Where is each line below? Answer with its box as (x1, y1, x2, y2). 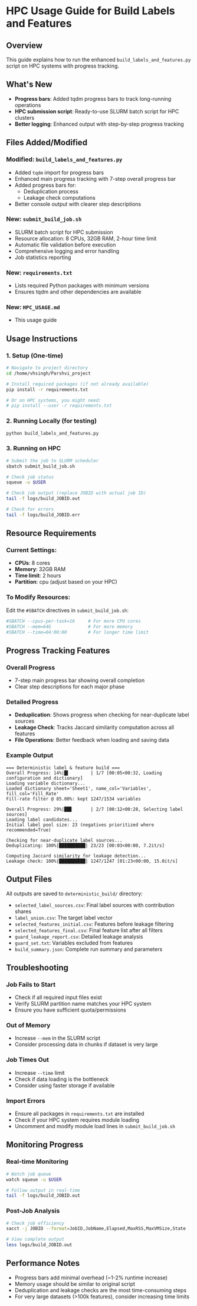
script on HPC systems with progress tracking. (6, 62, 120, 69)
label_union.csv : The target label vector (14, 914, 113, 921)
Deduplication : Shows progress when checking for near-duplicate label (14, 711, 190, 718)
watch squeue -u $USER (6, 1176, 62, 1183)
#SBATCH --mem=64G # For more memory (6, 623, 133, 629)
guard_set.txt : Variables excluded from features (14, 939, 133, 946)
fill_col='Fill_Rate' (6, 790, 60, 796)
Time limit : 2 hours (14, 572, 61, 579)
